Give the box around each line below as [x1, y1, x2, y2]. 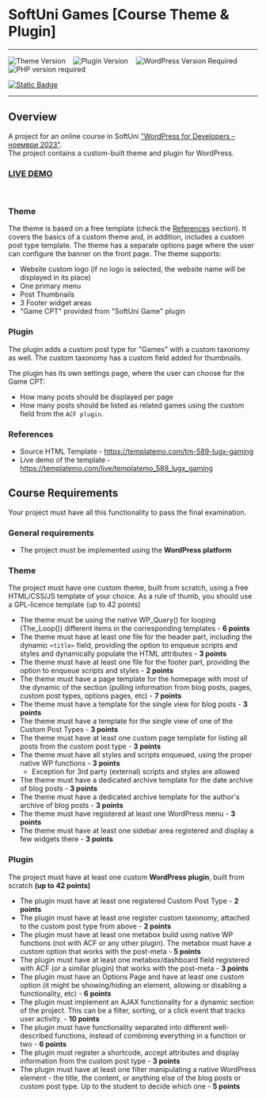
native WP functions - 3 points [19, 759, 120, 768]
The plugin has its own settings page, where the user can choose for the [8, 368, 245, 377]
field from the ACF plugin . [19, 408, 104, 418]
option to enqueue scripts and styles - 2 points [19, 666, 174, 676]
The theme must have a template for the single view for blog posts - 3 [19, 699, 248, 709]
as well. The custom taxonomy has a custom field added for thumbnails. [8, 353, 243, 362]
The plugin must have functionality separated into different [19, 1022, 211, 1032]
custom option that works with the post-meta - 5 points [19, 946, 202, 956]
